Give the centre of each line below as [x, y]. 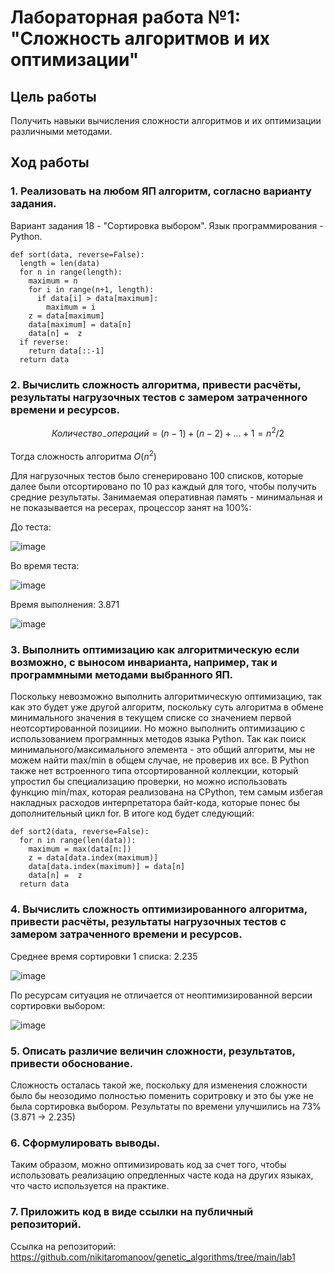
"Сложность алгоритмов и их [140, 38]
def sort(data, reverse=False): [77, 254]
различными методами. [61, 131]
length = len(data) [60, 263]
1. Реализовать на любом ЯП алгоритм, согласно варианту [161, 191]
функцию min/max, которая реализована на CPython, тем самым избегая [167, 792]
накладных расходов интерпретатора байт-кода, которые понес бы [155, 803]
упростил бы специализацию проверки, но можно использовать [149, 782]
